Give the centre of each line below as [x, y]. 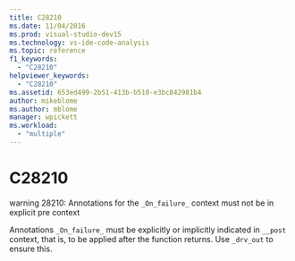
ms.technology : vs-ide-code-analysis [80, 42]
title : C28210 [36, 17]
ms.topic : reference [48, 51]
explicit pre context [45, 212]
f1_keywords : [34, 59]
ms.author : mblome [43, 109]
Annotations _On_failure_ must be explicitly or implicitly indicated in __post [148, 230]
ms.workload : [34, 126]
